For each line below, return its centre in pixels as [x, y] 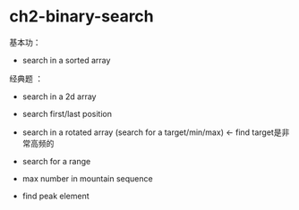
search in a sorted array [66, 60]
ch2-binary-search [81, 17]
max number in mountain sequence [88, 178]
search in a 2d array [59, 97]
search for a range [56, 161]
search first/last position [67, 113]
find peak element [56, 196]
